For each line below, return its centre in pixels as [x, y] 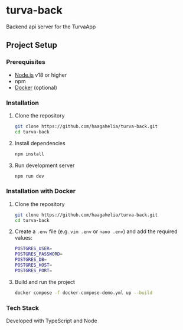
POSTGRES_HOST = [33, 265]
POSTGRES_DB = [31, 260]
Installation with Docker [41, 191]
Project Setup [32, 45]
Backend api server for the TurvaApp [51, 27]
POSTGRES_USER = [33, 249]
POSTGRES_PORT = [33, 270]
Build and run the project [45, 282]
